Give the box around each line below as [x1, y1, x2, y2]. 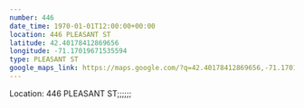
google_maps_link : [9, 64, 79, 73]
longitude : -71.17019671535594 [9, 47, 128, 56]
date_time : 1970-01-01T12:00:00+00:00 [9, 22, 156, 31]
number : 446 [9, 13, 54, 22]
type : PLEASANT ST [9, 55, 79, 64]
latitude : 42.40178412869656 [9, 38, 119, 48]
